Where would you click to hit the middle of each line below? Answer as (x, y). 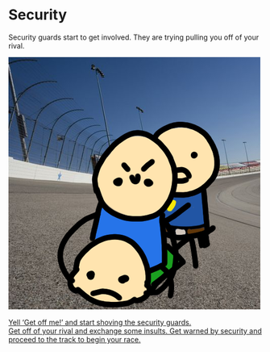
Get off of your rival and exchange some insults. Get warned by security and (135, 331)
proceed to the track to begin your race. (75, 339)
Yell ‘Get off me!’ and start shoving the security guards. (100, 322)
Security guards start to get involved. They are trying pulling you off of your (134, 37)
